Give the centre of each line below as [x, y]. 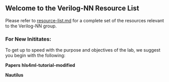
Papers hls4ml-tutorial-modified [40, 65]
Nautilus [14, 75]
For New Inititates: [28, 39]
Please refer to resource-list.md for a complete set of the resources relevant [85, 20]
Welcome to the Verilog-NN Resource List [72, 8]
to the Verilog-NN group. [31, 26]
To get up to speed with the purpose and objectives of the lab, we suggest [83, 50]
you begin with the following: [35, 56]
